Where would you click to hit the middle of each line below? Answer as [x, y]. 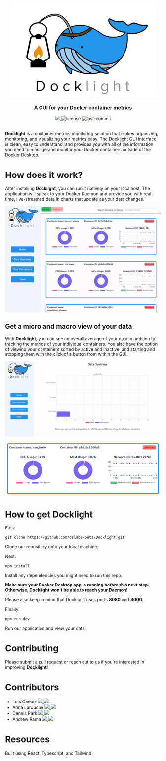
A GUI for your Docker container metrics [83, 108]
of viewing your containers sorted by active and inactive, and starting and [80, 349]
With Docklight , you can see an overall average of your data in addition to [80, 338]
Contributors [32, 687]
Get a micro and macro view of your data [69, 326]
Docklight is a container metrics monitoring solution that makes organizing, [82, 134]
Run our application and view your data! [46, 628]
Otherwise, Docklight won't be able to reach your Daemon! [66, 590]
